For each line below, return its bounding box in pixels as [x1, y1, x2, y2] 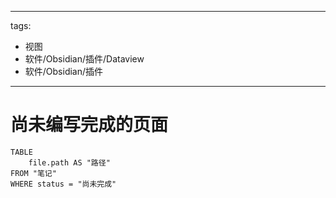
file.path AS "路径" [28, 157, 111, 168]
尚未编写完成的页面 [10, 114, 169, 136]
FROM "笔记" [10, 168, 57, 178]
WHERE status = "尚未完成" [10, 179, 117, 189]
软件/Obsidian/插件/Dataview [24, 53, 145, 65]
